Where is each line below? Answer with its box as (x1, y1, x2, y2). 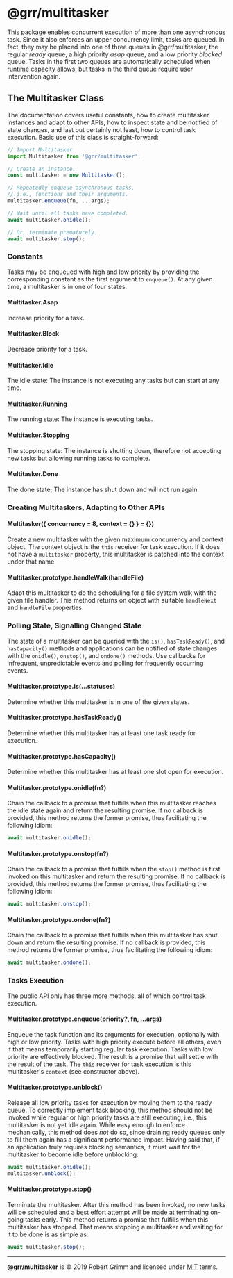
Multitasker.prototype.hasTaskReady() (7, 714, 122, 722)
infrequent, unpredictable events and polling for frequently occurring (7, 659, 204, 667)
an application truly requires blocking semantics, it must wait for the (7, 1143, 201, 1152)
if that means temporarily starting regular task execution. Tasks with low (7, 1044, 214, 1054)
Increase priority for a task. (7, 313, 85, 322)
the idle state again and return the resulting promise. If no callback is (7, 806, 203, 814)
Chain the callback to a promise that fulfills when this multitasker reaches (7, 799, 216, 808)
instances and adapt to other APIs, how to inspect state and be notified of (7, 118, 218, 126)
